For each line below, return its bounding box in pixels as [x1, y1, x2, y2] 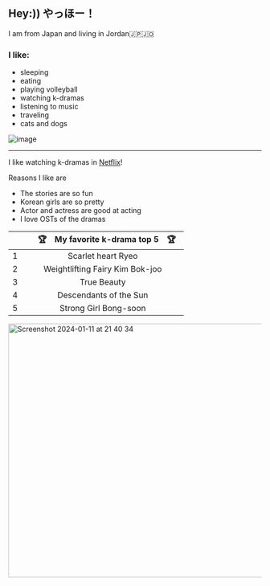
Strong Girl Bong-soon [59, 303, 146, 314]
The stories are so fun [19, 189, 94, 199]
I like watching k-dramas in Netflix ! [8, 158, 123, 167]
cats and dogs [19, 119, 68, 129]
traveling [19, 110, 50, 120]
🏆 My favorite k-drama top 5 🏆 [37, 234, 177, 245]
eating [19, 76, 42, 86]
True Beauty [80, 277, 126, 288]
